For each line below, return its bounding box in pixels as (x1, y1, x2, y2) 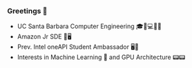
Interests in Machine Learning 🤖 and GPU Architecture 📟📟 (17, 53, 186, 61)
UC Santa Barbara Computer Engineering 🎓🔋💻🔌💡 (17, 22, 162, 30)
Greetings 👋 (7, 6, 48, 16)
